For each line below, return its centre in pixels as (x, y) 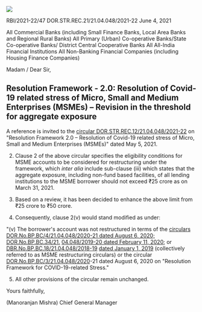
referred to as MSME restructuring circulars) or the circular (79, 254)
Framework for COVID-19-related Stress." (58, 267)
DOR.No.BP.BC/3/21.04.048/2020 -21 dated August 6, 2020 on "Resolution (99, 261)
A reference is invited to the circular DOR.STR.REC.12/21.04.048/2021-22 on (100, 131)
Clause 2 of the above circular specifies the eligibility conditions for (99, 155)
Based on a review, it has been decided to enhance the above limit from (104, 199)
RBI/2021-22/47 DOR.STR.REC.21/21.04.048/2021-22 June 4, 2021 (89, 20)
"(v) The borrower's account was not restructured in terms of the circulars (99, 229)
